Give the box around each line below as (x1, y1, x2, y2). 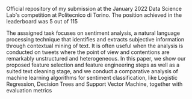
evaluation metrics (6, 87, 52, 94)
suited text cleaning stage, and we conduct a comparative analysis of (6, 68, 179, 74)
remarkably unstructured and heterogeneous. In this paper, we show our (6, 55, 186, 62)
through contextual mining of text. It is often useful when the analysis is (6, 42, 184, 49)
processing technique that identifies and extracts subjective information (6, 36, 185, 43)
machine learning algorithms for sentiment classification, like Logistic (6, 74, 178, 81)
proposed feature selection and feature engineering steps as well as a (6, 61, 180, 68)
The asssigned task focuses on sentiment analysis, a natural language (6, 29, 181, 37)
